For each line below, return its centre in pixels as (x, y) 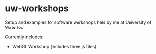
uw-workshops (37, 9)
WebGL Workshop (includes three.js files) (54, 46)
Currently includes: (24, 37)
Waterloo (14, 27)
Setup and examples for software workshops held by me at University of (78, 22)
